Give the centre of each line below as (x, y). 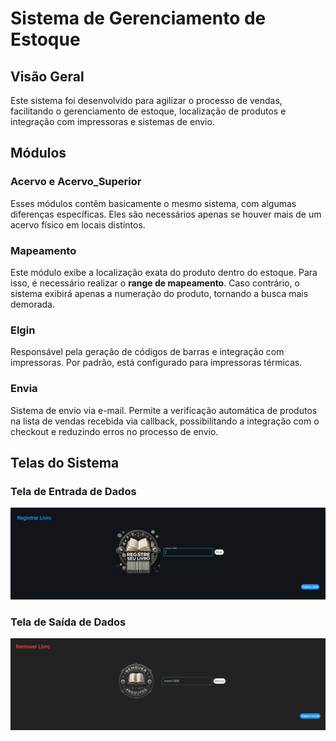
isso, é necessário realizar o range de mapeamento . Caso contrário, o (155, 283)
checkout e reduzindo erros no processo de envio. (114, 431)
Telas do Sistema (65, 462)
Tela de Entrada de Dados (73, 491)
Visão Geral (47, 76)
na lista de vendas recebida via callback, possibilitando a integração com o (165, 421)
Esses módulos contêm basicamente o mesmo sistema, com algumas (153, 203)
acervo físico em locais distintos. (78, 224)
